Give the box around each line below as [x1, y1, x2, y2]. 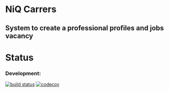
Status [5, 52, 34, 63]
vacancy [5, 31, 34, 40]
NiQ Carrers [5, 4, 57, 15]
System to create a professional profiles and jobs [5, 24, 164, 32]
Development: [5, 70, 41, 77]
